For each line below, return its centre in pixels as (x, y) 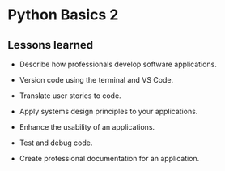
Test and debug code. (56, 143)
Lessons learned (51, 45)
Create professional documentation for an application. (109, 158)
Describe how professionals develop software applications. (118, 64)
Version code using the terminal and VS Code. (96, 80)
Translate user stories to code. (70, 96)
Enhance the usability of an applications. (87, 127)
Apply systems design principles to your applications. (108, 111)
